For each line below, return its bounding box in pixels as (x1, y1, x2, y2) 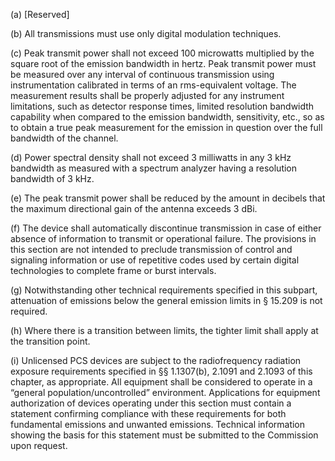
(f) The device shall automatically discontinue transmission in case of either (10, 222, 322, 234)
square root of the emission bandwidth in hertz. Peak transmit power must (10, 58, 317, 69)
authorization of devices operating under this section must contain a (10, 397, 292, 409)
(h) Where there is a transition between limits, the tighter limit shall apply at (10, 325, 319, 336)
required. (10, 305, 48, 317)
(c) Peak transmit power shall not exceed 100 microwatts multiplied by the (10, 47, 315, 59)
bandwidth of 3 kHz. (10, 173, 95, 184)
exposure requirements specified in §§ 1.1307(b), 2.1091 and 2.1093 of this (10, 365, 313, 377)
